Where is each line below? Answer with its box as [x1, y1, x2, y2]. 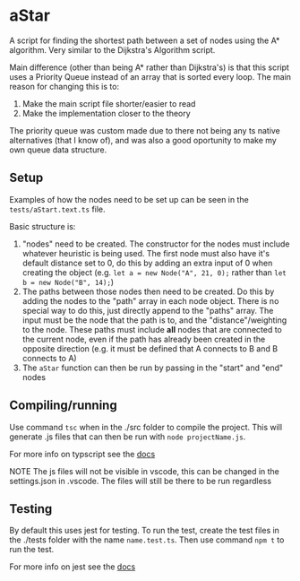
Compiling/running [9, 398, 118, 413]
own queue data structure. [9, 144, 107, 155]
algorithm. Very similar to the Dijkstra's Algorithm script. [9, 44, 216, 55]
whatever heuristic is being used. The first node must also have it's [21, 247, 270, 258]
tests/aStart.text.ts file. [9, 204, 106, 214]
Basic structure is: [9, 221, 76, 231]
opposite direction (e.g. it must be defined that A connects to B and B [21, 343, 279, 354]
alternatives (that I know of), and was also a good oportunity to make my [9, 134, 278, 145]
